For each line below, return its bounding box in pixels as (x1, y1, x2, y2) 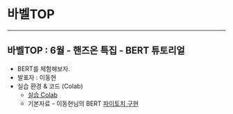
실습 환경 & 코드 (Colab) (17, 81, 83, 90)
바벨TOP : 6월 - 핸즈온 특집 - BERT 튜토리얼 (7, 44, 185, 56)
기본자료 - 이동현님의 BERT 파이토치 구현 (27, 99, 139, 108)
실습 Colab (27, 90, 58, 99)
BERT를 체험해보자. (17, 64, 71, 73)
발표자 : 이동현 (17, 73, 57, 81)
